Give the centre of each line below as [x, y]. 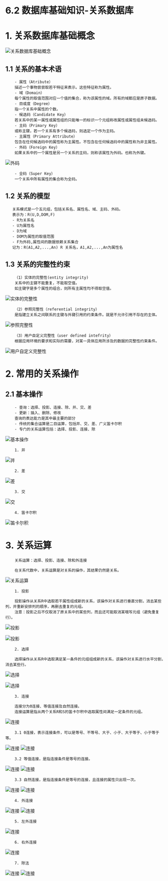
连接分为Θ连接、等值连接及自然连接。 [48, 706]
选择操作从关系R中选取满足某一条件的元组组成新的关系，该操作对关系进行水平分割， [90, 659]
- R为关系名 [23, 220]
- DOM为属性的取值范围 [33, 237]
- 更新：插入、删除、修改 [38, 413]
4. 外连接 [24, 800]
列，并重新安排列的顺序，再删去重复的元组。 [45, 606]
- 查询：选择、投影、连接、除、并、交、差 [53, 407]
